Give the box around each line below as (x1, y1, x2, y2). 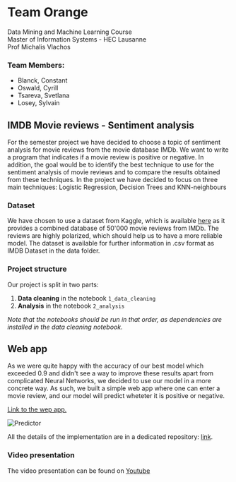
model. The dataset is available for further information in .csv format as (7, 239, 214, 248)
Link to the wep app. (7, 405, 67, 414)
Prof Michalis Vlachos (7, 42, 71, 51)
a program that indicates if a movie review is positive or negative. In (7, 153, 204, 162)
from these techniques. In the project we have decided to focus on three (7, 176, 218, 184)
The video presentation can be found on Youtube (7, 466, 151, 475)
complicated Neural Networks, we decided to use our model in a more (7, 377, 212, 385)
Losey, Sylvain (17, 99, 60, 107)
